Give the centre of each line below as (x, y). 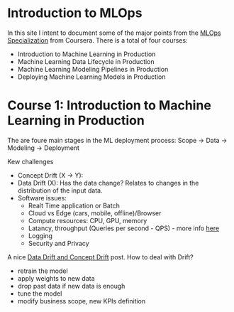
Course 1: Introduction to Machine (109, 106)
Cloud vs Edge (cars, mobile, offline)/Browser (95, 213)
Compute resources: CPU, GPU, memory (88, 220)
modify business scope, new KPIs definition (82, 301)
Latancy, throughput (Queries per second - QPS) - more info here (124, 228)
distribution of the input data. (60, 190)
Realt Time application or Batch (74, 205)
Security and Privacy (59, 243)
